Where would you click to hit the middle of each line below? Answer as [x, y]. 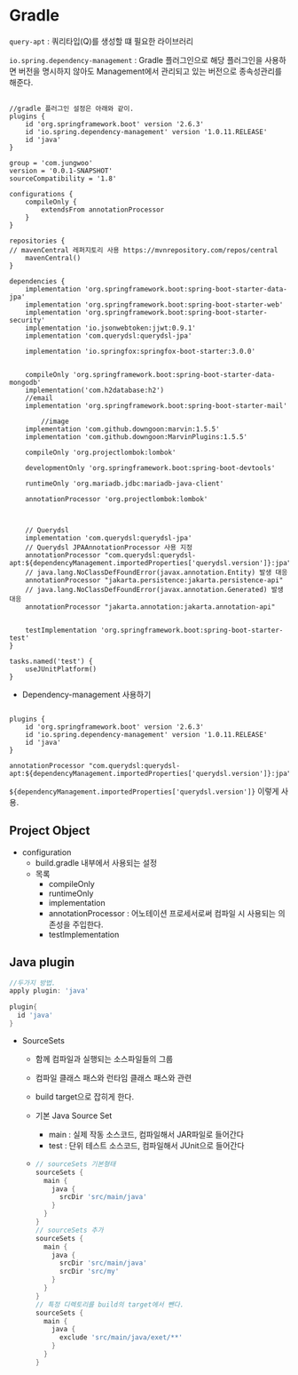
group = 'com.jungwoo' [51, 163]
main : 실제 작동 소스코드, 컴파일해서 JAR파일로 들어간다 [146, 1134]
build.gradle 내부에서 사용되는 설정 [96, 862]
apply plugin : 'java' [49, 991]
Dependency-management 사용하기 [86, 694]
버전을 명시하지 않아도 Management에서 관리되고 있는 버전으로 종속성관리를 [150, 71]
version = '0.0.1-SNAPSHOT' [61, 171]
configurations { [41, 194]
